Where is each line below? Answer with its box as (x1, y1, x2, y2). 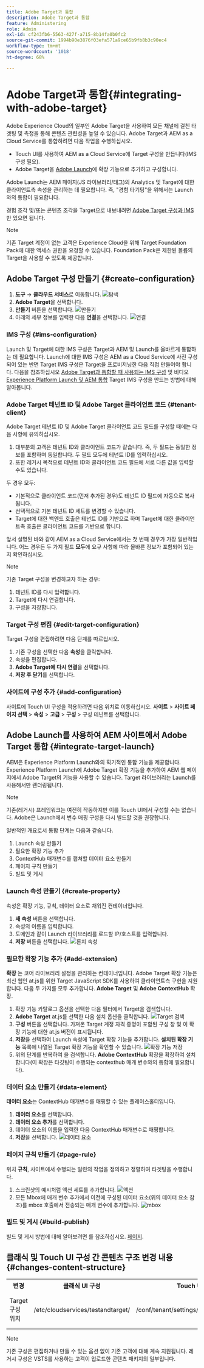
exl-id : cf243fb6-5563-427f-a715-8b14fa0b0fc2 (6, 32, 126, 38)
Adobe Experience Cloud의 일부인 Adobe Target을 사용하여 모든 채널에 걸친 (6, 122, 190, 129)
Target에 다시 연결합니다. (15, 596, 75, 603)
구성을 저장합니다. (15, 604, 58, 611)
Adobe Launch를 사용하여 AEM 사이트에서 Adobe (6, 730, 187, 740)
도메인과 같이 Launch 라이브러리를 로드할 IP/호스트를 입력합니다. (15, 930, 169, 937)
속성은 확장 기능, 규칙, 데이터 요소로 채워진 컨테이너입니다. (6, 902, 144, 909)
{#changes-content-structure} (6, 1262, 126, 1273)
